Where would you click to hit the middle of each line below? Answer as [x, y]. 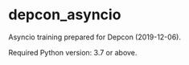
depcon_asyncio [65, 15]
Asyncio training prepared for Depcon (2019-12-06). [94, 37]
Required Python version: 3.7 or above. [73, 52]
